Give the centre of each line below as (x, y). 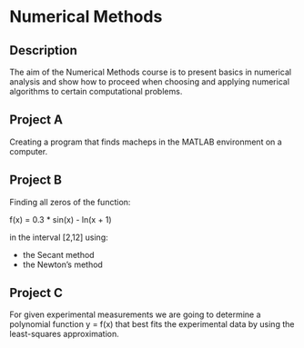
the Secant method (58, 254)
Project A (36, 120)
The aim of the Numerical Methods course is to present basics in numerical (151, 72)
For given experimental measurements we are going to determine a (135, 314)
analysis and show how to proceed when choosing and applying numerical (149, 82)
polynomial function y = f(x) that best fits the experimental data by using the (152, 324)
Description (43, 50)
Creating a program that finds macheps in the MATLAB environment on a (146, 142)
